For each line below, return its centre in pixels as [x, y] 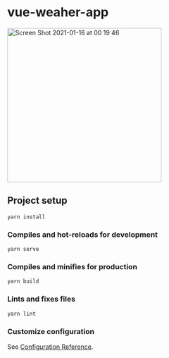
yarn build [23, 282]
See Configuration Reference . [50, 347]
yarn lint [22, 314]
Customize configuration [51, 331]
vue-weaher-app [58, 12]
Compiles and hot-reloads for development [83, 235]
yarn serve [23, 249]
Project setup [38, 200]
